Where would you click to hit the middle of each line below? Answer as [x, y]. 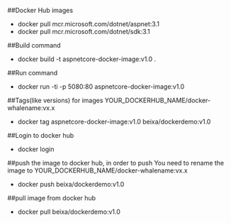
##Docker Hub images [40, 10]
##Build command [34, 45]
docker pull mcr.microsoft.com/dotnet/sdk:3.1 [84, 32]
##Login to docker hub [41, 135]
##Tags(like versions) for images [55, 100]
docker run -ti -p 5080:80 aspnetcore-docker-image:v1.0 [101, 87]
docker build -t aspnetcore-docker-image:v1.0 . [87, 59]
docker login [36, 149]
